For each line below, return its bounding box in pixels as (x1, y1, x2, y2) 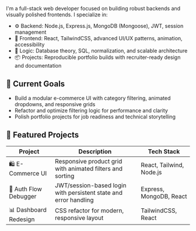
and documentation (14, 62, 62, 69)
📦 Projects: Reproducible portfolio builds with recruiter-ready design (14, 54, 181, 61)
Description (78, 147, 112, 155)
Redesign (9, 215, 35, 223)
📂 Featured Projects (6, 130, 79, 140)
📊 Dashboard (9, 205, 47, 213)
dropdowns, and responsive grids (14, 100, 96, 107)
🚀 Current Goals (6, 79, 65, 89)
